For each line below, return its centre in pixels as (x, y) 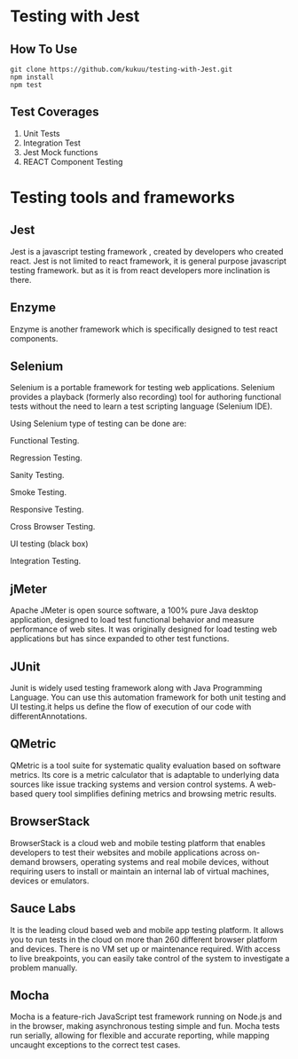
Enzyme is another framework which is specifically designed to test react (144, 329)
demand (25, 861)
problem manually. (44, 968)
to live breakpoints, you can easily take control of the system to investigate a (150, 958)
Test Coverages (55, 112)
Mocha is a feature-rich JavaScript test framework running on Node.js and (146, 1016)
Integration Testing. (46, 561)
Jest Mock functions (60, 152)
